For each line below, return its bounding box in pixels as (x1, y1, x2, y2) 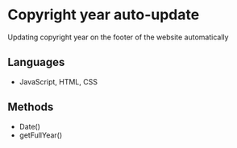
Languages (7, 55, 65, 69)
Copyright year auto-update (7, 6, 200, 24)
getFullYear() (19, 130, 63, 140)
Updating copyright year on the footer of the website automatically (7, 32, 229, 42)
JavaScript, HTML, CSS (19, 76, 98, 86)
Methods (7, 101, 54, 114)
